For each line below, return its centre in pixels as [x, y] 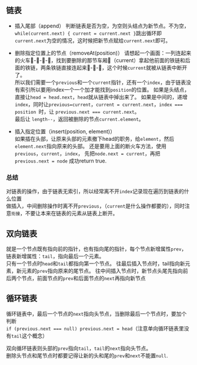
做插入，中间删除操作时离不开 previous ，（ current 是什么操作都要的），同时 [96, 206]
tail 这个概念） [30, 336]
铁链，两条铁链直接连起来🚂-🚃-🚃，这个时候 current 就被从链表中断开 [106, 67]
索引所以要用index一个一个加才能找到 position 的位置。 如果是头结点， [105, 89]
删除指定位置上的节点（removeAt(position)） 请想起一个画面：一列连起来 [103, 53]
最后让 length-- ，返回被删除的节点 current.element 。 [79, 119]
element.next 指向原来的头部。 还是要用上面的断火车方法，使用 [90, 146]
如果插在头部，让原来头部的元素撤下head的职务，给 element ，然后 [94, 138]
